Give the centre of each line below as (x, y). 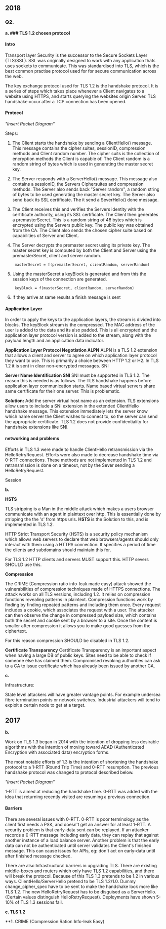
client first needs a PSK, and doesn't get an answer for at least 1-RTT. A (78, 824)
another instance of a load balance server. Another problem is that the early (82, 840)
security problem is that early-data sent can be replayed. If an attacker (77, 830)
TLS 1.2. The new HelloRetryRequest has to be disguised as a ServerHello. (81, 891)
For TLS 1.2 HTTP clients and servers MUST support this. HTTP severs (77, 559)
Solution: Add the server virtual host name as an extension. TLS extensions (82, 401)
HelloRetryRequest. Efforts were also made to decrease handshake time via (82, 454)
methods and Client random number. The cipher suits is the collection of (86, 154)
